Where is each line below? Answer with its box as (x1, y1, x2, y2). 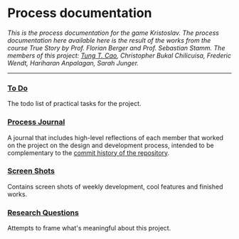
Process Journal (7, 117, 65, 127)
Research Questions (7, 208, 80, 218)
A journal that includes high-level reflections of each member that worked (7, 133, 224, 142)
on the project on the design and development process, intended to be (7, 141, 215, 149)
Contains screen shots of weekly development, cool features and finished (7, 182, 223, 191)
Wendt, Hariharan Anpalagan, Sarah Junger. (7, 58, 139, 67)
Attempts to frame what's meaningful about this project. (7, 224, 171, 233)
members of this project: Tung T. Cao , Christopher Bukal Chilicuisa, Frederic (7, 51, 232, 60)
